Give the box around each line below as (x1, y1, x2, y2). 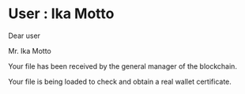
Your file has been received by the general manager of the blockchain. (8, 61, 237, 71)
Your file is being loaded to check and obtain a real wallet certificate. (8, 77, 232, 86)
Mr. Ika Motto (8, 46, 51, 55)
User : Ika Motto (8, 5, 115, 23)
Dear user (8, 31, 41, 40)
